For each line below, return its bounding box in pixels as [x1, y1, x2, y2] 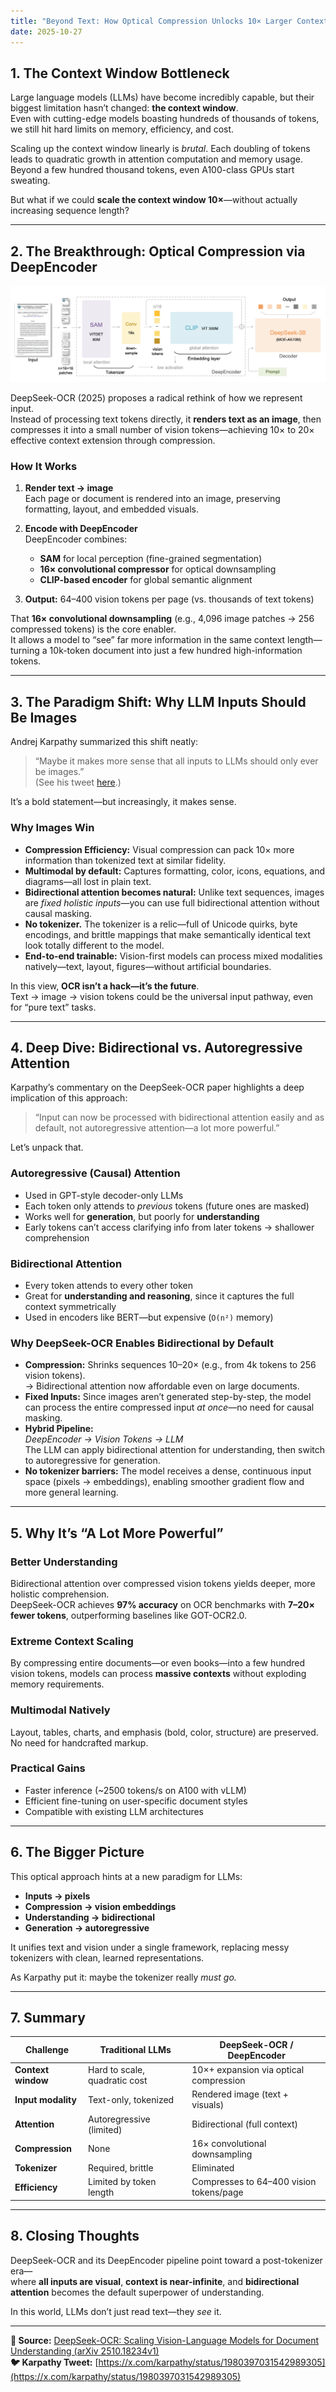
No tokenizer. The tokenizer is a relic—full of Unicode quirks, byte [24, 918, 298, 930]
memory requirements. [10, 1678, 105, 1690]
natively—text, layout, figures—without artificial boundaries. [24, 960, 272, 972]
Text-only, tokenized [88, 2093, 175, 2105]
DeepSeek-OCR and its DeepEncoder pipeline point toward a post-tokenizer [10, 2254, 323, 2266]
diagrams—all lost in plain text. [24, 875, 152, 887]
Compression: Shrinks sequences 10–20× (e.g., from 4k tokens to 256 [24, 1359, 317, 1371]
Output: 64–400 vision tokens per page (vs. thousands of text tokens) [24, 593, 315, 605]
